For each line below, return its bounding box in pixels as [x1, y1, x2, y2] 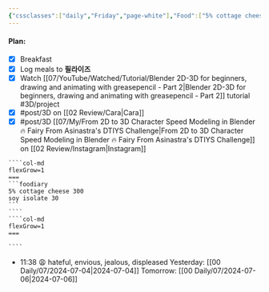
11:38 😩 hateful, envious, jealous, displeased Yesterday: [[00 [19, 258, 222, 267]
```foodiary [8, 181, 48, 189]
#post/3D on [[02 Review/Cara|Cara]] [19, 108, 145, 118]
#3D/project [19, 99, 60, 109]
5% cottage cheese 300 [8, 187, 84, 196]
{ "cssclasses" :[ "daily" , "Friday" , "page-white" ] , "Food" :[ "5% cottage [8, 11, 242, 20]
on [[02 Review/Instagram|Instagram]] [19, 144, 147, 154]
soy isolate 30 [8, 194, 59, 202]
